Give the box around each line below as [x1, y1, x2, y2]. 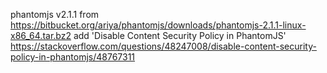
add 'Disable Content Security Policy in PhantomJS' [73, 30, 287, 41]
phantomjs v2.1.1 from [10, 9, 100, 20]
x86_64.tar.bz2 [10, 30, 72, 41]
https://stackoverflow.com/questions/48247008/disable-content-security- [10, 40, 317, 52]
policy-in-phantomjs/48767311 [10, 51, 136, 63]
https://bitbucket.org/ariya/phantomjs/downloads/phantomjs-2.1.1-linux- [10, 19, 307, 31]
